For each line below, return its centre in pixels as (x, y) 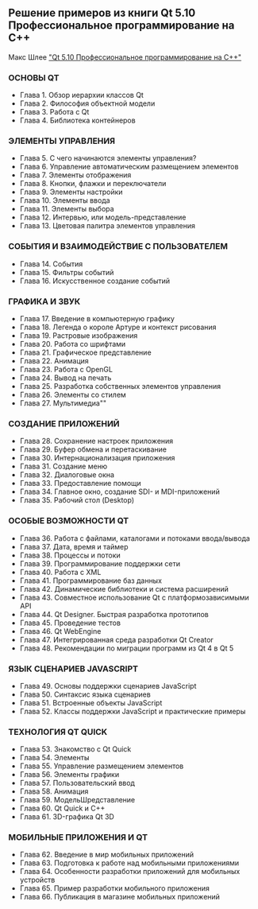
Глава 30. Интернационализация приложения (97, 458)
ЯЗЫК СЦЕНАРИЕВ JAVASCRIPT (73, 669)
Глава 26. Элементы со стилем (73, 394)
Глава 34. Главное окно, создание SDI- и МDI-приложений (119, 491)
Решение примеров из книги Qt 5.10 (102, 13)
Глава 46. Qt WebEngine (60, 631)
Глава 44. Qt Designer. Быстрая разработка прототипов (114, 614)
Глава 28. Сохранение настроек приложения (96, 441)
